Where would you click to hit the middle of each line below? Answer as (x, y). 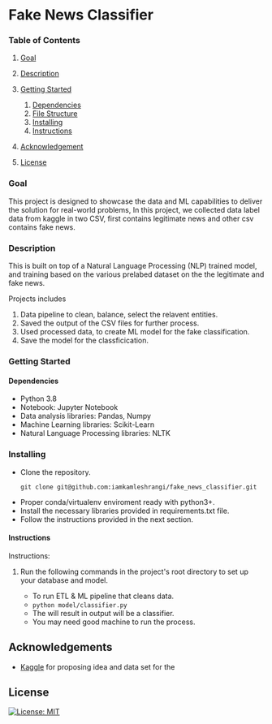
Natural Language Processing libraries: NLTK (95, 433)
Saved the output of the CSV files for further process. (110, 323)
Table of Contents (45, 41)
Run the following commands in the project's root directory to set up (134, 571)
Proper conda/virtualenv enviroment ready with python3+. (117, 502)
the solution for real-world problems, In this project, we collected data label (134, 209)
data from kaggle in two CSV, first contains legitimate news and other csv (131, 218)
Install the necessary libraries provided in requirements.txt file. (125, 511)
